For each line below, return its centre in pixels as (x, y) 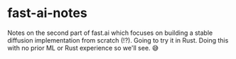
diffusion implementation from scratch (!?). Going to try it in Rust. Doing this (118, 40)
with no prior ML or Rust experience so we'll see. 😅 (83, 48)
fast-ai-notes (47, 13)
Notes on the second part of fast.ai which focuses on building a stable (110, 33)
